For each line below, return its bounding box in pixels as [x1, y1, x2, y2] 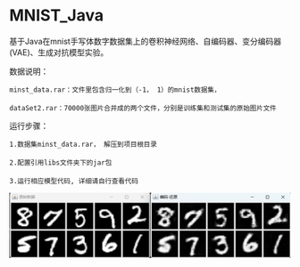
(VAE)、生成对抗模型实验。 [9, 46, 109, 58]
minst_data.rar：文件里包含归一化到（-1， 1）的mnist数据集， [9, 85, 221, 94]
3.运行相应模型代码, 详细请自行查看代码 [9, 176, 138, 185]
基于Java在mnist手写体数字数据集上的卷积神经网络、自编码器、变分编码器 [9, 36, 282, 46]
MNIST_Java [9, 5, 104, 26]
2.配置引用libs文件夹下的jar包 [9, 158, 112, 167]
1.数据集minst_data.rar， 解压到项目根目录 [9, 140, 158, 149]
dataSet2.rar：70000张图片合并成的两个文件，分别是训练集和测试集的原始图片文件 [9, 103, 277, 112]
